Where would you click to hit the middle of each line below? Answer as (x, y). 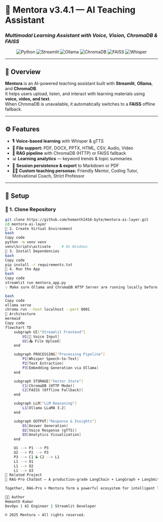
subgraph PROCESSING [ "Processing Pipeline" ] (59, 354)
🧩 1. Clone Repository (31, 210)
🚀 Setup (17, 196)
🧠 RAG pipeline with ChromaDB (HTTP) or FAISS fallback (69, 153)
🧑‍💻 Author (15, 497)
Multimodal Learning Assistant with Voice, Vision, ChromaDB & (81, 35)
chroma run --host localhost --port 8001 (48, 310)
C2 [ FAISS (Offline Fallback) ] (53, 390)
